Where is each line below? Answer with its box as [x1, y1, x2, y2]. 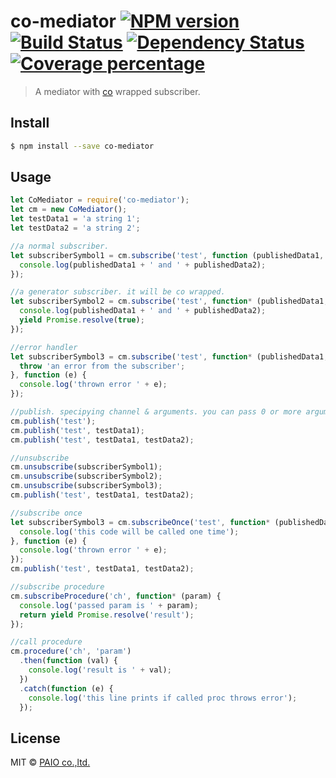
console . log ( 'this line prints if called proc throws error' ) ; [28, 693, 298, 703]
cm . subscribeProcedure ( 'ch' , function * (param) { [10, 591, 222, 601]
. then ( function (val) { [19, 656, 118, 666]
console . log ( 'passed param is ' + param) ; [19, 600, 199, 610]
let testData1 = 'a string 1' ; [10, 214, 141, 224]
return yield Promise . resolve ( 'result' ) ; [19, 610, 195, 620]
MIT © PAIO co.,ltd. [10, 756, 91, 769]
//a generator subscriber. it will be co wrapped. [10, 287, 226, 297]
